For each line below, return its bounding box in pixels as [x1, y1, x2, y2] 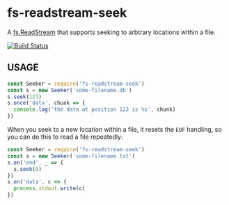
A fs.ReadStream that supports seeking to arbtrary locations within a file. [7, 28, 216, 36]
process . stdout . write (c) [13, 185, 86, 192]
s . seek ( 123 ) [7, 93, 42, 100]
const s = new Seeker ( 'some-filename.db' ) [7, 86, 132, 93]
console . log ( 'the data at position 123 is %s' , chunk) [13, 106, 176, 113]
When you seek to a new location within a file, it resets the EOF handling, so [7, 126, 222, 133]
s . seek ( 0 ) [13, 165, 42, 172]
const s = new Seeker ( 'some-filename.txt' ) [7, 152, 136, 160]
